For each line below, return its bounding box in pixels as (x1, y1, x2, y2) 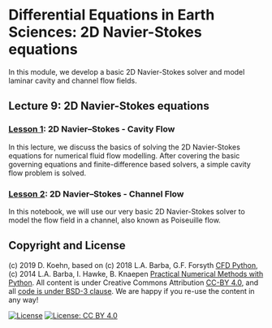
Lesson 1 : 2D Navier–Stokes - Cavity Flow (8, 123, 175, 135)
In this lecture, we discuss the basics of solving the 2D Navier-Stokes (8, 142, 241, 152)
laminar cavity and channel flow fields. (8, 76, 137, 85)
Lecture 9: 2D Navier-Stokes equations (8, 99, 209, 113)
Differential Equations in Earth (8, 6, 215, 24)
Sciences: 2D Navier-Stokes (8, 23, 202, 41)
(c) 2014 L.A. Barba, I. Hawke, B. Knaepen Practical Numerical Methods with (8, 269, 264, 278)
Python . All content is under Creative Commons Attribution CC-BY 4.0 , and (8, 278, 259, 287)
